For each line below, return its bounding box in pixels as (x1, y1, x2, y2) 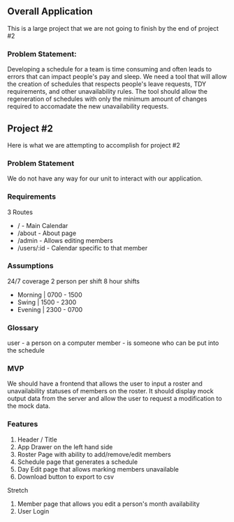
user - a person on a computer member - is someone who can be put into (7, 339, 219, 347)
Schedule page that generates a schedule (17, 458, 138, 466)
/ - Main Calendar (17, 221, 68, 230)
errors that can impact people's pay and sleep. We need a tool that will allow (7, 73, 227, 81)
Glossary (7, 323, 39, 332)
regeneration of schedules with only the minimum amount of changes (7, 94, 207, 104)
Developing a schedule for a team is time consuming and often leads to (7, 65, 212, 73)
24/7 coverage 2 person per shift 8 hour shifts (7, 276, 140, 285)
